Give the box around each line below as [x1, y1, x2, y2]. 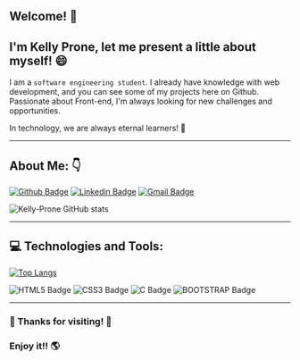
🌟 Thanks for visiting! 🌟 [9, 314, 112, 327]
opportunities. [9, 105, 61, 116]
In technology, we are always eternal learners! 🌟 [9, 122, 186, 134]
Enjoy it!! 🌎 [9, 339, 60, 352]
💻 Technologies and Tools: [9, 239, 163, 255]
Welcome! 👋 [9, 9, 78, 24]
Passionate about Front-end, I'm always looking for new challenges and [9, 96, 272, 107]
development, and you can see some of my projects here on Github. [9, 87, 260, 97]
